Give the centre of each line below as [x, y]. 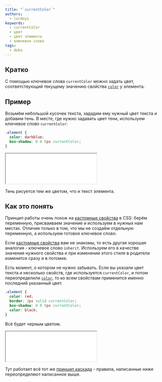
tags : [10, 46]
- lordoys [19, 18]
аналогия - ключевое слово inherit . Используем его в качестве [72, 248]
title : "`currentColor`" [30, 9]
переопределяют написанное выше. [43, 374]
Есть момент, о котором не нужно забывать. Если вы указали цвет [74, 268]
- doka [16, 50]
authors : [14, 14]
